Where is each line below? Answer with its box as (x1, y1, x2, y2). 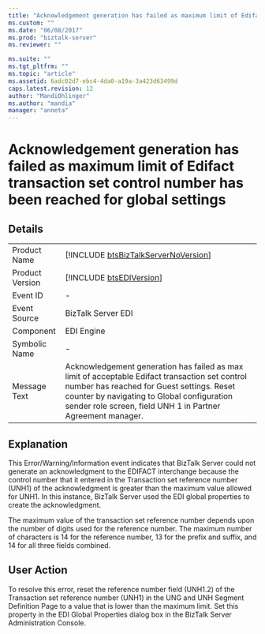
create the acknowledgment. (8, 500, 102, 509)
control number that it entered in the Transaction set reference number (8, 475, 238, 484)
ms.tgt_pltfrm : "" (8, 62, 69, 71)
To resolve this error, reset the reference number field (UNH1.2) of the (8, 584, 235, 594)
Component (12, 325, 57, 336)
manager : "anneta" (8, 107, 69, 114)
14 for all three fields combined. (8, 540, 111, 550)
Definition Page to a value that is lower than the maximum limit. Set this (8, 601, 239, 610)
